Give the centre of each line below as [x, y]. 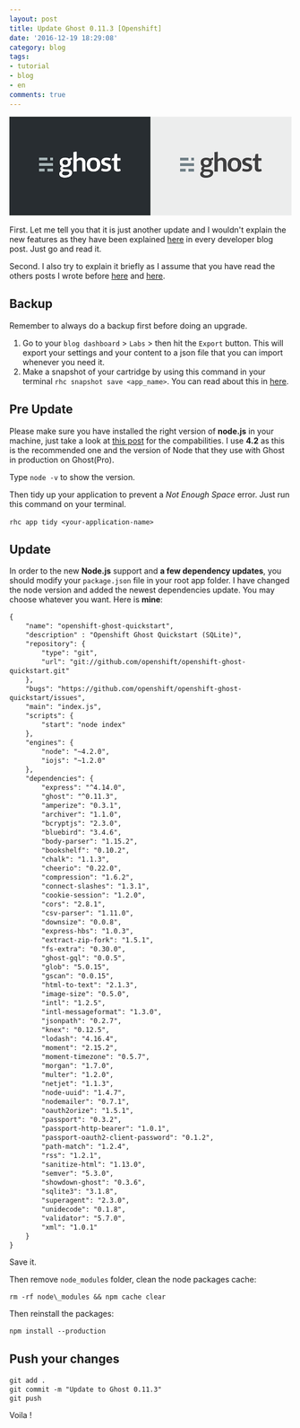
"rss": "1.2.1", [72, 1156]
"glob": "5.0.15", [76, 968]
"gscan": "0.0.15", [78, 977]
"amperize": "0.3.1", [82, 806]
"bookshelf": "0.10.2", [86, 851]
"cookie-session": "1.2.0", [94, 896]
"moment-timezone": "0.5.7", [96, 1057]
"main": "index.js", [64, 707]
